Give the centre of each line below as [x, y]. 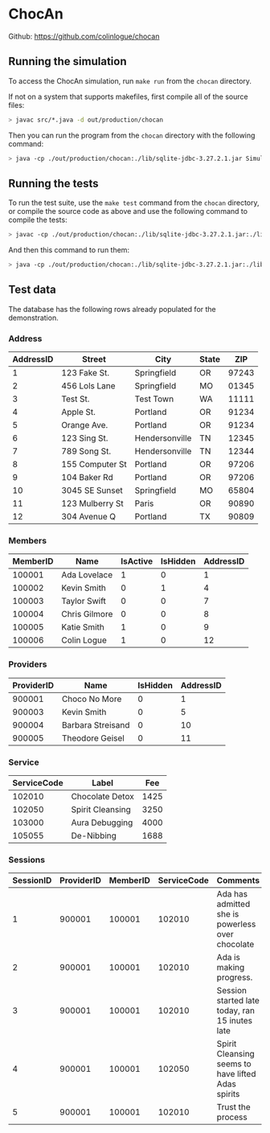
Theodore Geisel [93, 738]
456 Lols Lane [88, 386]
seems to [234, 1064]
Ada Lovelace [87, 575]
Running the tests [53, 183]
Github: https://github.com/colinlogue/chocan [84, 36]
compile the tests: [38, 220]
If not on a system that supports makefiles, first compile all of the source [128, 96]
